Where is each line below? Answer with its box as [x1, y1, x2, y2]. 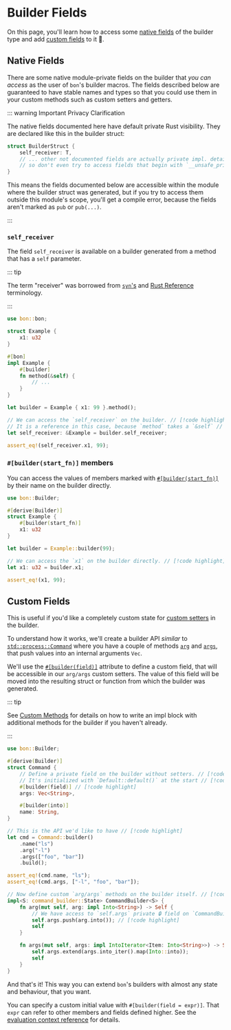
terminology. [7, 288, 43, 297]
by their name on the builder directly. [7, 481, 111, 489]
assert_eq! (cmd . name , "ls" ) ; [7, 872, 91, 879]
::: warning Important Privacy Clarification [7, 108, 125, 117]
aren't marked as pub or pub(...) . [7, 203, 102, 211]
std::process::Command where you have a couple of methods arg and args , [7, 642, 218, 650]
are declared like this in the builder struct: [7, 129, 125, 137]
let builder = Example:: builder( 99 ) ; [7, 545, 115, 552]
